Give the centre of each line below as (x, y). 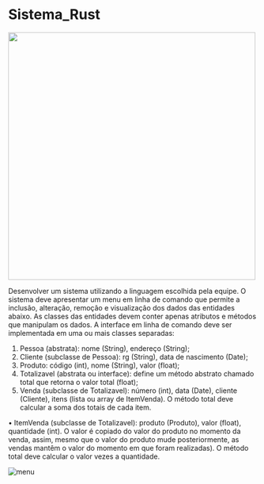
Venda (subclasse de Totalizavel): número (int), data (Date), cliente (128, 391)
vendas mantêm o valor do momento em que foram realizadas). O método (128, 448)
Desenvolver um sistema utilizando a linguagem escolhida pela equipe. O (127, 291)
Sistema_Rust (55, 15)
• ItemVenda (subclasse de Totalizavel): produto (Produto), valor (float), (125, 422)
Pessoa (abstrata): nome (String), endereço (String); (104, 348)
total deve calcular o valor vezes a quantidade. (84, 456)
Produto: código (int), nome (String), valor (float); (100, 365)
